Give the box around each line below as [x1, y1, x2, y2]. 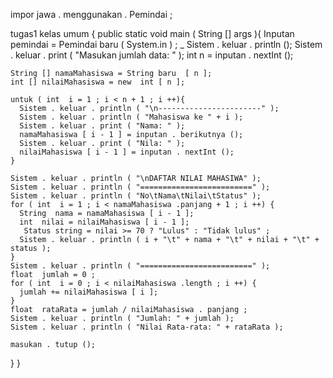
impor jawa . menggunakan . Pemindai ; [10, 9, 173, 20]
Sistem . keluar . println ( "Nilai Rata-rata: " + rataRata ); [10, 322, 284, 332]
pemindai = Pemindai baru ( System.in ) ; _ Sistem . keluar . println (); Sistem [10, 39, 323, 50]
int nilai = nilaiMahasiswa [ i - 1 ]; [19, 217, 190, 227]
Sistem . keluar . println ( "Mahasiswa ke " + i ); [19, 112, 244, 122]
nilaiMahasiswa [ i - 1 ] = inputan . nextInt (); [19, 147, 235, 157]
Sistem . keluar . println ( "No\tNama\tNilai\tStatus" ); [10, 191, 262, 201]
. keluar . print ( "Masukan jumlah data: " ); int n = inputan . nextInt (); [10, 49, 294, 61]
